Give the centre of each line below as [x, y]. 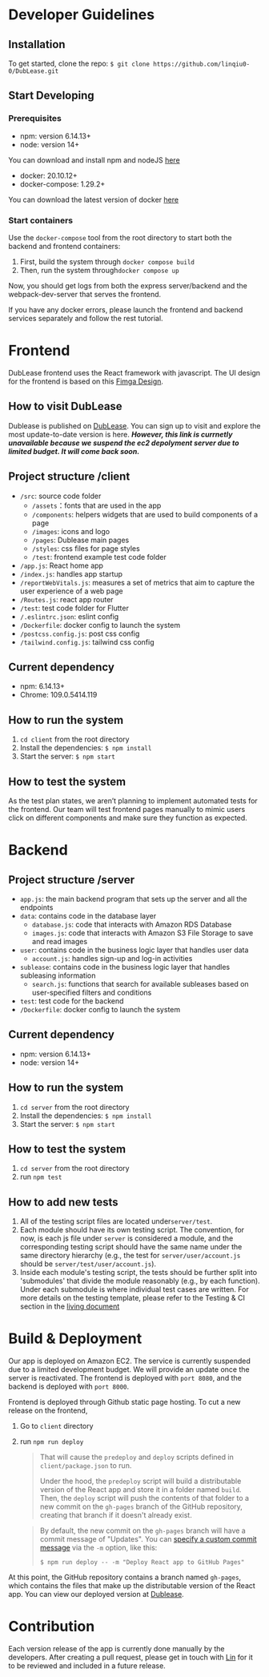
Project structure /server [72, 880]
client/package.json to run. [86, 1466]
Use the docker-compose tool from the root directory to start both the [120, 237]
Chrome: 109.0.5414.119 [58, 695]
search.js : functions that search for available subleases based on [141, 983]
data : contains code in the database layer [88, 915]
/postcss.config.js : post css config [80, 633]
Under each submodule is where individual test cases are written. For [134, 1289]
